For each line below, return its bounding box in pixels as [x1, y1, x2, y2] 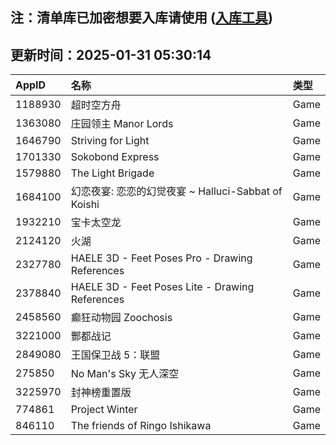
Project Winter [70, 403, 138, 417]
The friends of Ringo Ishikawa [70, 419, 212, 433]
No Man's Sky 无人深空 [70, 367, 180, 381]
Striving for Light [70, 134, 150, 148]
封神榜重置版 [70, 386, 132, 400]
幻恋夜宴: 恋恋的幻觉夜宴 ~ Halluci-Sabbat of [70, 184, 283, 198]
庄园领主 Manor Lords [70, 117, 174, 131]
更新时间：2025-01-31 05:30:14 [10, 46, 212, 63]
